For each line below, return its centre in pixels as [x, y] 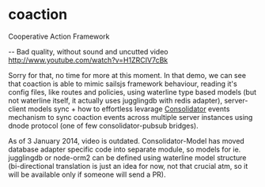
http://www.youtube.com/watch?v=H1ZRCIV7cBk [88, 60]
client [17, 109]
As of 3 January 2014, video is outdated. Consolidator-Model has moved [127, 140]
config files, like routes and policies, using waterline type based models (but [132, 92]
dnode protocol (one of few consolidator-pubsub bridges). [104, 125]
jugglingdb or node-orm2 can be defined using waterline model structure [127, 157]
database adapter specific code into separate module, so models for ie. [125, 149]
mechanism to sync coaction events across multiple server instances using [131, 117]
